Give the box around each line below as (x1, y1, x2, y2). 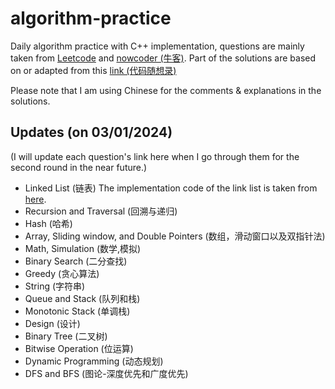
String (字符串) (24, 280, 86, 292)
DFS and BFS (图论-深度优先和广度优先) (24, 367, 189, 379)
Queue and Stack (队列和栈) (24, 292, 141, 304)
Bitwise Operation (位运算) (24, 342, 134, 354)
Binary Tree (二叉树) (24, 330, 108, 342)
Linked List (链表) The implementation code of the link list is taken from (24, 182, 318, 194)
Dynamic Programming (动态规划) (24, 355, 164, 367)
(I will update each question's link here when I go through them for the (10, 150, 300, 162)
